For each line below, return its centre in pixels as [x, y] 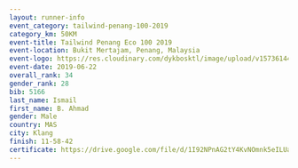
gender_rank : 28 [39, 84]
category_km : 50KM [43, 34]
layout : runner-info [47, 17]
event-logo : [31, 59]
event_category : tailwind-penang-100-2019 [89, 26]
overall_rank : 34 [41, 76]
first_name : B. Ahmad [49, 108]
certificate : [33, 149]
